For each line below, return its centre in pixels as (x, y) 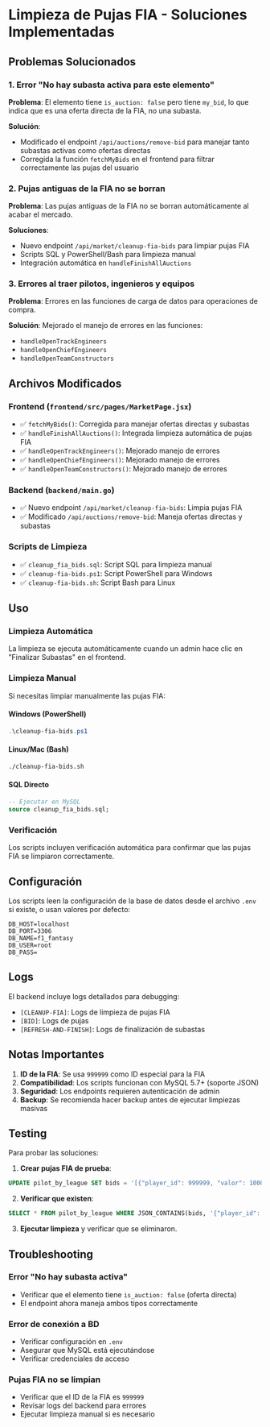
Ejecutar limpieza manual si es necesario (87, 1414)
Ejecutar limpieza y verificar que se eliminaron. (98, 1229)
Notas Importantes (56, 1054)
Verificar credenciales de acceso (75, 1359)
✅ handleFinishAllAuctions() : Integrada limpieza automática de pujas (136, 433)
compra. (22, 310)
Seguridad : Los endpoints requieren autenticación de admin (120, 1091)
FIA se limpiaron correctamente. (61, 857)
